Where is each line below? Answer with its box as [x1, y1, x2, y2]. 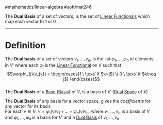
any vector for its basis [5, 103, 51, 109]
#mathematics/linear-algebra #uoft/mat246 [5, 4, 92, 10]
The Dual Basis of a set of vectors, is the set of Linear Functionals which [5, 14, 150, 19]
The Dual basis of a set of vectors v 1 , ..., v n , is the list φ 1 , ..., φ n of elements [5, 56, 154, 63]
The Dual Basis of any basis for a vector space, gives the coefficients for [5, 98, 151, 104]
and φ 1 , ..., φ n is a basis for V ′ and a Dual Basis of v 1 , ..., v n [5, 114, 120, 122]
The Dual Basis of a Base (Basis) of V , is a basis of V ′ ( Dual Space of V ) [5, 89, 148, 95]
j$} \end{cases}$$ [63, 76, 100, 82]
